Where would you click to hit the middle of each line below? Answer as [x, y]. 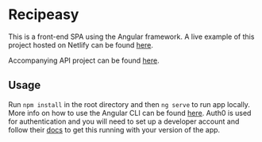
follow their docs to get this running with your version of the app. [114, 129]
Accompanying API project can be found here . [84, 60]
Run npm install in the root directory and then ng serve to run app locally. [129, 104]
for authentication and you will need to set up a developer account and [124, 121]
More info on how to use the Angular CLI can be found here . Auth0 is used [130, 113]
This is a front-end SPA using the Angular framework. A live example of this [131, 36]
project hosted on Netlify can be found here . [81, 44]
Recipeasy [44, 15]
